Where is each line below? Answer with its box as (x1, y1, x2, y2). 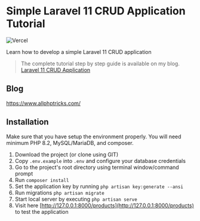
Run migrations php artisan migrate (14, 189, 104, 196)
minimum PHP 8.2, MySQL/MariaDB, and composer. (6, 139, 134, 146)
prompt (14, 169, 33, 177)
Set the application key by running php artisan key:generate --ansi (14, 183, 184, 190)
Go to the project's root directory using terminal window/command (14, 164, 179, 171)
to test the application (14, 208, 69, 215)
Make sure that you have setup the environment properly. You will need (6, 133, 181, 140)
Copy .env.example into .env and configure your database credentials (14, 157, 186, 164)
